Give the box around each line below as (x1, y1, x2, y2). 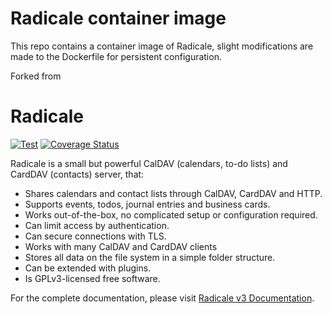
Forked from (10, 70, 62, 82)
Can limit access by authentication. (24, 219, 170, 231)
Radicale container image (10, 7, 227, 30)
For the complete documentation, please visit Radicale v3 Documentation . (10, 292, 315, 304)
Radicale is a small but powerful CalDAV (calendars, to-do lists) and (10, 157, 288, 169)
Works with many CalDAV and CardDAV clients (24, 240, 218, 252)
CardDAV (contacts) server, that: (10, 168, 145, 180)
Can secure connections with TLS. (24, 230, 167, 242)
